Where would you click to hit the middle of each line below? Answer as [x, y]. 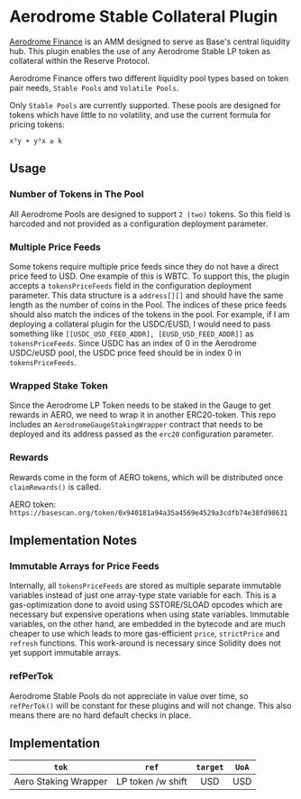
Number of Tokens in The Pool [77, 194]
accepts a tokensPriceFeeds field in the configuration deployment [131, 285]
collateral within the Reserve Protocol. [80, 60]
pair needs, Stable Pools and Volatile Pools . [94, 87]
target [210, 767]
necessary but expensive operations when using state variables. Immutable [150, 614]
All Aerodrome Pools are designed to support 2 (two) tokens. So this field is [150, 214]
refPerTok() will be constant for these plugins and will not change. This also [150, 705]
